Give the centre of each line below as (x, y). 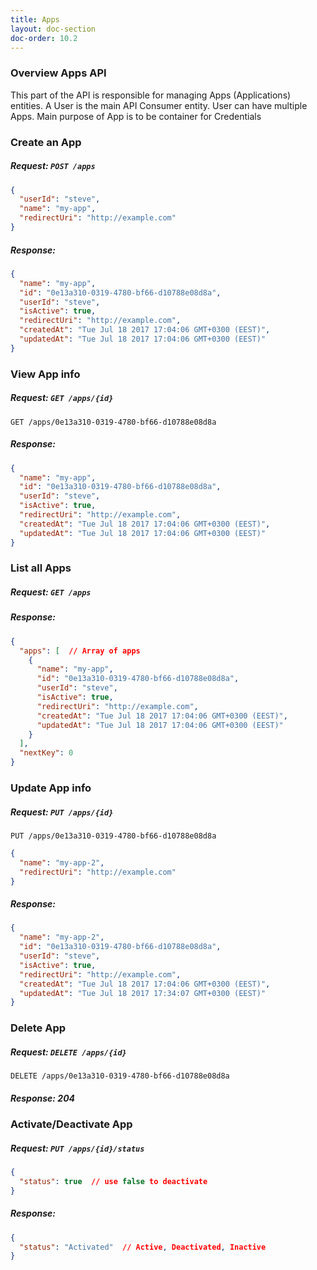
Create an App (46, 142)
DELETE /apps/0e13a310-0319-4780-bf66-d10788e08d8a (120, 1076)
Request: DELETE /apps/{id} (68, 1052)
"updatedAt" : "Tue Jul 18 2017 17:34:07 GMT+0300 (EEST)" (143, 993)
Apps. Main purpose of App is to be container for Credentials (136, 116)
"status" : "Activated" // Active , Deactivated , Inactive (143, 1247)
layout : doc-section (53, 29)
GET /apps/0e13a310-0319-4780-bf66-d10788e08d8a (113, 422)
